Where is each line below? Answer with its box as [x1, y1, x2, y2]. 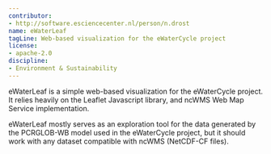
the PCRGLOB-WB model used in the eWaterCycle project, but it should [8, 127, 246, 137]
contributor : [8, 11, 53, 20]
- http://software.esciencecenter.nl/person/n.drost [8, 19, 190, 27]
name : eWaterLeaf [8, 27, 67, 35]
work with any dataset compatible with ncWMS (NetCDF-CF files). [8, 136, 229, 146]
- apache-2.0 [8, 49, 53, 57]
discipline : [8, 57, 49, 65]
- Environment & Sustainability [8, 65, 117, 73]
